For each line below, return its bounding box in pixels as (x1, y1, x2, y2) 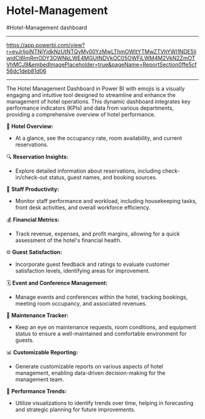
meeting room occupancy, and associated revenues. (15, 299, 148, 307)
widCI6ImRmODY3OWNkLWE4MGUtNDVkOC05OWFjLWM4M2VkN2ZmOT (6, 54, 196, 62)
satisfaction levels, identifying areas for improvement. (15, 267, 151, 274)
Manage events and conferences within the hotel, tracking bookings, (15, 293, 188, 301)
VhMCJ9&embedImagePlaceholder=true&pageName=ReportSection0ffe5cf (6, 60, 197, 68)
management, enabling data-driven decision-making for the (15, 369, 166, 376)
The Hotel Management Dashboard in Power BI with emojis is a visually (6, 85, 185, 92)
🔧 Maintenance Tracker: (6, 312, 69, 319)
